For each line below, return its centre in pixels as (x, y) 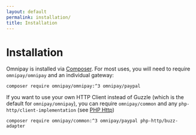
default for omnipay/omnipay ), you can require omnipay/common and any (92, 104)
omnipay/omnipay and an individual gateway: (60, 75)
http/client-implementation (41, 111)
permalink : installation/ (38, 17)
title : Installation (32, 23)
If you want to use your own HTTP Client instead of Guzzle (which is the (95, 97)
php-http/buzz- (159, 121)
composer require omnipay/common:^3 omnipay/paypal (72, 121)
